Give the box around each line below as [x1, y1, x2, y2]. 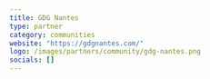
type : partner [9, 22, 64, 31]
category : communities [9, 30, 95, 39]
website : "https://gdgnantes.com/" [9, 38, 145, 48]
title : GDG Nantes [9, 13, 79, 23]
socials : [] [9, 55, 55, 64]
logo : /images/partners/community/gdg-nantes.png [9, 47, 202, 56]
